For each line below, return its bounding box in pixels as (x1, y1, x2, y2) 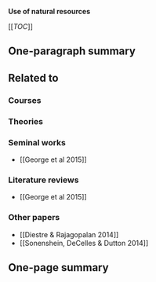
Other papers (8, 212, 60, 223)
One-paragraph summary (8, 45, 136, 58)
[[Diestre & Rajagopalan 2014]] (19, 229, 119, 239)
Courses (8, 94, 42, 105)
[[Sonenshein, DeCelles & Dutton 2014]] (19, 238, 149, 247)
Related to (8, 71, 59, 85)
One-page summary (8, 261, 109, 274)
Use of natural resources (8, 7, 91, 16)
